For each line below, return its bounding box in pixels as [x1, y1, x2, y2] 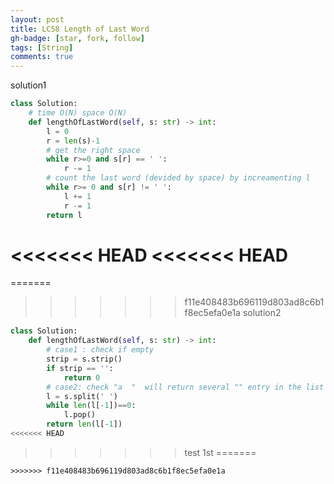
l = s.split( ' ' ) [46, 391, 118, 401]
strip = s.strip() [46, 354, 123, 365]
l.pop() [63, 410, 97, 420]
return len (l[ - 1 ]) [46, 419, 123, 430]
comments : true [10, 52, 74, 62]
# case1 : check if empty [46, 345, 155, 355]
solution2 [242, 307, 282, 319]
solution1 [10, 79, 47, 91]
